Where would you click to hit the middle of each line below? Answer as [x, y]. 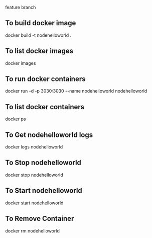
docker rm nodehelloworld [33, 230]
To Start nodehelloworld [44, 191]
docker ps [16, 119]
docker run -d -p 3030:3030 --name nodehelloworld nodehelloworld [76, 91]
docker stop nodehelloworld [34, 175]
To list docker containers [45, 107]
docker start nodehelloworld [34, 203]
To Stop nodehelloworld [43, 163]
